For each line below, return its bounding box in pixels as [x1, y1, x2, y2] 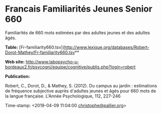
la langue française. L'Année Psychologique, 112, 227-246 [5, 93, 121, 99]
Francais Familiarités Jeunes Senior [5, 3, 152, 15]
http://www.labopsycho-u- [25, 59, 79, 65]
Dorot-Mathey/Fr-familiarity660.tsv [5, 49, 75, 55]
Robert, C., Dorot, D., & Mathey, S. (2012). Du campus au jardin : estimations [5, 82, 157, 88]
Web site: [5, 59, 25, 65]
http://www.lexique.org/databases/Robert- [64, 44, 150, 50]
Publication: [5, 73, 30, 79]
